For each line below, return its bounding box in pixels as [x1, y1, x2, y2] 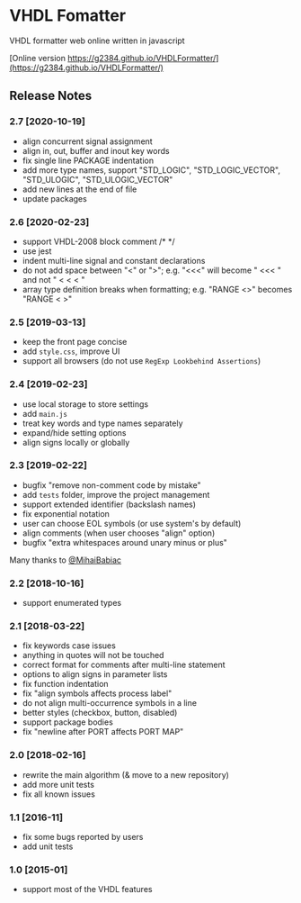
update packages [22, 193, 87, 203]
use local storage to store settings [22, 398, 149, 410]
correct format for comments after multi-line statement [22, 659, 226, 671]
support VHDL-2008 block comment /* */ [22, 236, 175, 247]
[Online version [9, 52, 66, 63]
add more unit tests [22, 779, 94, 790]
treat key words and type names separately [22, 418, 183, 429]
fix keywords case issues [22, 640, 117, 651]
